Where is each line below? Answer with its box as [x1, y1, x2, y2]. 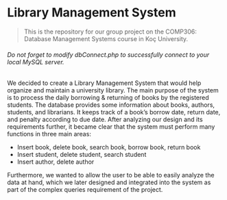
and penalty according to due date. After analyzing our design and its [7, 115, 204, 124]
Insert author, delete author [16, 158, 95, 166]
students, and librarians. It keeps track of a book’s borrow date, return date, [7, 108, 221, 116]
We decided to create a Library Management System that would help [7, 79, 202, 87]
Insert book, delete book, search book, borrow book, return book [16, 143, 201, 151]
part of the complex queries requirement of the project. [7, 186, 163, 194]
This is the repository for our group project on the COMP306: [23, 27, 197, 36]
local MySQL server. [7, 58, 64, 66]
